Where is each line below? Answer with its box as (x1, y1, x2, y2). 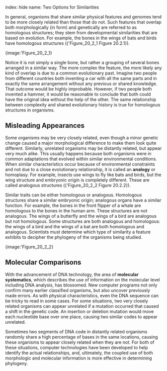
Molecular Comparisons (5, 258, 82, 267)
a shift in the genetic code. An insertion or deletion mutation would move (5, 308, 154, 314)
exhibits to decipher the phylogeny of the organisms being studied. (5, 234, 143, 240)
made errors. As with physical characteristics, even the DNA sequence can (5, 292, 159, 298)
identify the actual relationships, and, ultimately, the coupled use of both (5, 350, 153, 356)
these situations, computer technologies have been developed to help (5, 344, 148, 350)
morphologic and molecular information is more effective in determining (5, 355, 153, 361)
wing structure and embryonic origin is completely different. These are (5, 177, 150, 183)
